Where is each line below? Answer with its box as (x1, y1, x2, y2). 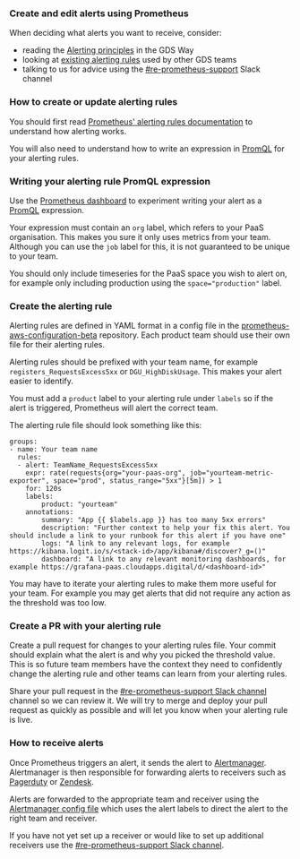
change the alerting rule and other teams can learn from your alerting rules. (9, 668, 288, 679)
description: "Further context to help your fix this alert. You (41, 523, 291, 533)
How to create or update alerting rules (9, 96, 178, 108)
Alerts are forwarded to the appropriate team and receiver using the (9, 794, 260, 804)
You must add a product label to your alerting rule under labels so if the (9, 393, 274, 404)
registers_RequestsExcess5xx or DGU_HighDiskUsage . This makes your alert (9, 366, 282, 377)
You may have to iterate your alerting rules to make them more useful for (9, 579, 277, 589)
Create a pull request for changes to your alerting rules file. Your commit (9, 640, 276, 651)
